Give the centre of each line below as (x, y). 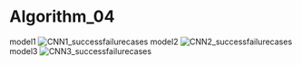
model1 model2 (94, 42)
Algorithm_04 (62, 17)
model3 (24, 51)
